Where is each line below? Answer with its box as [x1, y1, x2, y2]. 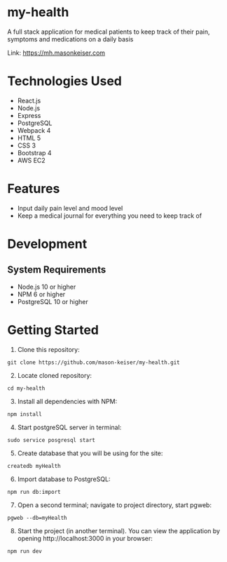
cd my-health [7, 384, 46, 392]
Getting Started [7, 322, 99, 338]
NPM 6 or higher [17, 289, 66, 299]
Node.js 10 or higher [17, 282, 76, 291]
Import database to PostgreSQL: [17, 475, 111, 483]
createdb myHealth [7, 462, 61, 469]
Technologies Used [7, 73, 123, 89]
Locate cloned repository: [17, 371, 92, 379]
